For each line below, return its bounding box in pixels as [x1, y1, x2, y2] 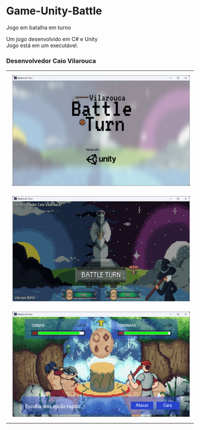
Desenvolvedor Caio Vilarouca [6, 57, 96, 65]
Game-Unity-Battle [6, 4, 102, 18]
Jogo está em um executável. [6, 42, 79, 49]
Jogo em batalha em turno [6, 24, 71, 31]
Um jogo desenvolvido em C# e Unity [6, 35, 98, 42]
